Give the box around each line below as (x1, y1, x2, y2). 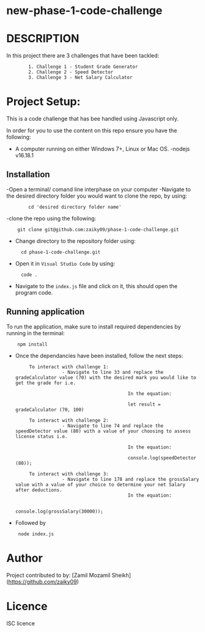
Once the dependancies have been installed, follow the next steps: (15, 352, 184, 359)
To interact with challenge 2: (29, 417, 109, 423)
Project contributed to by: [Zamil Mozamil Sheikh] (6, 571, 132, 579)
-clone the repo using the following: (6, 215, 97, 222)
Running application (6, 307, 85, 317)
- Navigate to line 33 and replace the (62, 369, 164, 375)
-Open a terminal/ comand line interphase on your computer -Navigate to (6, 185, 191, 193)
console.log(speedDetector (127, 455, 197, 461)
